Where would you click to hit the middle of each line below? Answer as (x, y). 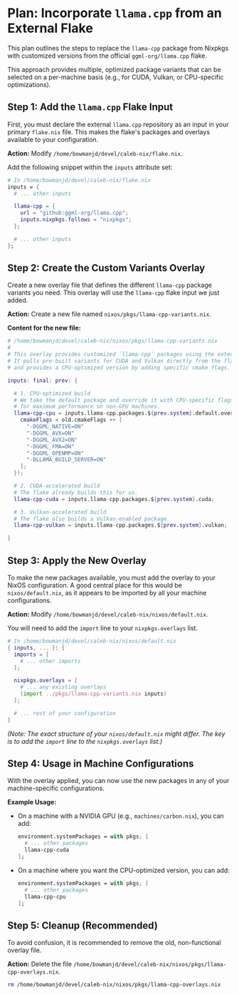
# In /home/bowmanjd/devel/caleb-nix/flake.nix (79, 180)
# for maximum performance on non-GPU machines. (87, 407)
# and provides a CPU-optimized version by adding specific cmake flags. (119, 368)
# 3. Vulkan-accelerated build (60, 512)
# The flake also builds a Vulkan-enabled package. (92, 519)
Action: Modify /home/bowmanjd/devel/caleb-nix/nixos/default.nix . (108, 614)
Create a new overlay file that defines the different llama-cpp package (110, 285)
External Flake (51, 28)
